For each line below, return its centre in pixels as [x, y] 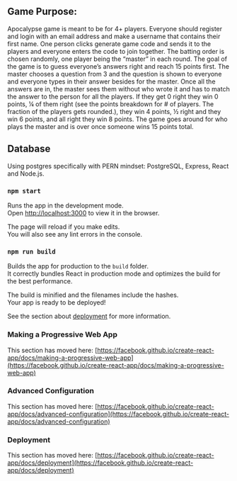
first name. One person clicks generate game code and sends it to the [109, 44]
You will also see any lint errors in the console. [75, 234]
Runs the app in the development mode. [65, 205]
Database [29, 149]
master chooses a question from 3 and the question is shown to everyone [115, 74]
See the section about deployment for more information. [89, 316]
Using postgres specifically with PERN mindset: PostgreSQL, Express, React [118, 166]
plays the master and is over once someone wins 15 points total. [100, 126]
